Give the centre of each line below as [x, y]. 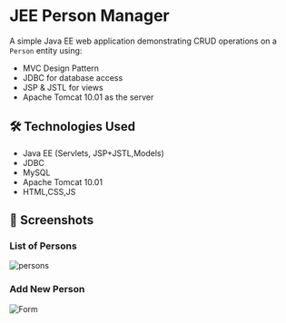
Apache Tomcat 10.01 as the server [88, 97]
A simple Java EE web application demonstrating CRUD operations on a [143, 41]
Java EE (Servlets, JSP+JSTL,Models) [94, 153]
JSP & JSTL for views [63, 87]
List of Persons [43, 246]
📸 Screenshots [52, 220]
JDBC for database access [73, 77]
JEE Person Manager [89, 16]
